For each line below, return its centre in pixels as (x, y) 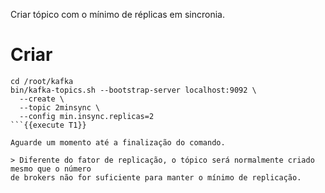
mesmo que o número (51, 169)
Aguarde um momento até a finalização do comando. (118, 142)
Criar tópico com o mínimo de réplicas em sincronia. (118, 14)
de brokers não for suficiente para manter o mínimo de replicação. (156, 177)
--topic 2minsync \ (60, 107)
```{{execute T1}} (48, 125)
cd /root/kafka (42, 81)
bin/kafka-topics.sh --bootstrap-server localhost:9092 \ (133, 90)
